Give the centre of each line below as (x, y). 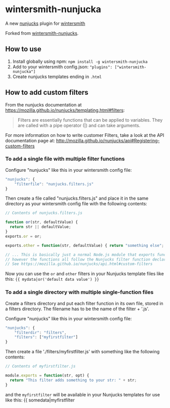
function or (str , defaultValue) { (42, 222)
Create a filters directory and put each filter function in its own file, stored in (84, 303)
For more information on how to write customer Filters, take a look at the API (85, 135)
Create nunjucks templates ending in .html (57, 77)
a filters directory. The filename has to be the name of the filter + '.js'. (77, 309)
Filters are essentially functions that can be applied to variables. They (90, 120)
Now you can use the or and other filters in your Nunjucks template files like (85, 274)
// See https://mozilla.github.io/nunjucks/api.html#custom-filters (79, 264)
